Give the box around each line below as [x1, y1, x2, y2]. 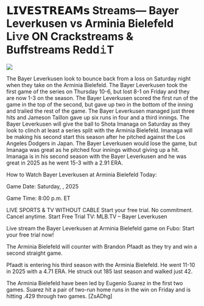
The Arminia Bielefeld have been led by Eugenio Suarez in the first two [6, 279, 183, 286]
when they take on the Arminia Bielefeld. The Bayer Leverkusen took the [6, 81, 188, 88]
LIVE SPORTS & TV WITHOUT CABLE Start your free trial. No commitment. [6, 206, 194, 213]
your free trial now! [6, 231, 54, 238]
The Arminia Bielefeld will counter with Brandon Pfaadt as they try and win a [6, 243, 197, 250]
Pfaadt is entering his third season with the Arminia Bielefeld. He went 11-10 [6, 261, 195, 268]
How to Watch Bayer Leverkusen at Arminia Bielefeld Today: [6, 171, 157, 178]
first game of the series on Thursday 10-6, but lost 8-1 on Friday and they [6, 88, 190, 95]
